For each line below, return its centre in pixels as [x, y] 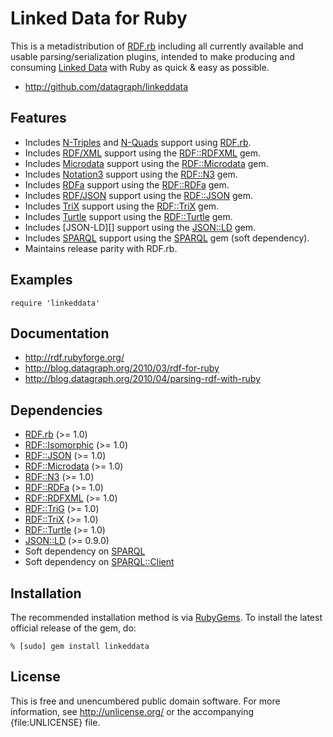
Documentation [60, 333]
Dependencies [56, 410]
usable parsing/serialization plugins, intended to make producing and [153, 56]
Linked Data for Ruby [99, 18]
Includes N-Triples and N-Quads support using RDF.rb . [138, 142]
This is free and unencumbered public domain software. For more [145, 701]
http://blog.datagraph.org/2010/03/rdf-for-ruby [122, 368]
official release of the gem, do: [73, 628]
